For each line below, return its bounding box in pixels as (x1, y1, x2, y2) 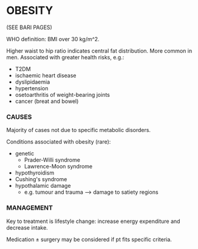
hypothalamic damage (15, 182, 71, 190)
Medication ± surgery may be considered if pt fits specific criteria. (6, 236, 172, 243)
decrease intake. (6, 224, 49, 231)
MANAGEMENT (6, 204, 53, 212)
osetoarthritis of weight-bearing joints (15, 91, 111, 98)
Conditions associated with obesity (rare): (6, 138, 111, 145)
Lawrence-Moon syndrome (24, 163, 93, 170)
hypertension (15, 84, 49, 91)
